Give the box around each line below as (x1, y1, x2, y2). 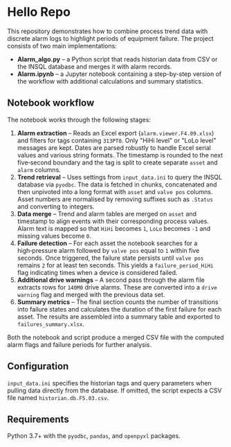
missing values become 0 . (17, 231, 91, 240)
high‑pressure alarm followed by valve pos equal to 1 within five (17, 246, 200, 254)
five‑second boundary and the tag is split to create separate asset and (17, 158, 218, 167)
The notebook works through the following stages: (7, 115, 151, 124)
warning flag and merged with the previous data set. (17, 290, 165, 298)
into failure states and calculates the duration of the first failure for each (17, 305, 223, 313)
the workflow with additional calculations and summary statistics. (17, 77, 204, 85)
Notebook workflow (7, 97, 95, 109)
